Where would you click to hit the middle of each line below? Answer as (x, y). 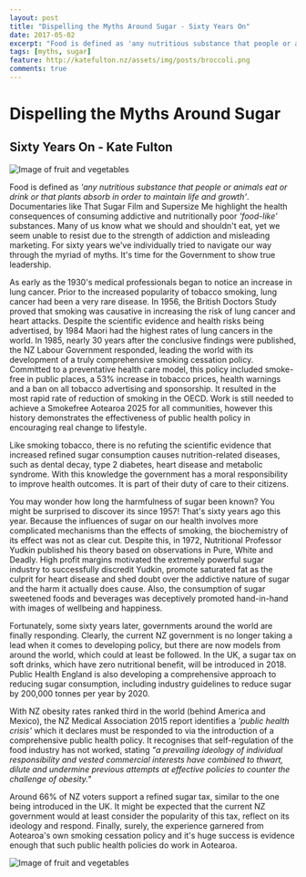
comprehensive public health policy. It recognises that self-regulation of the (152, 740)
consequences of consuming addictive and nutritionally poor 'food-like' (143, 216)
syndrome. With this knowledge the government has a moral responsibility (149, 474)
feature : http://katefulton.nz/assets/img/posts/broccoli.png (130, 60)
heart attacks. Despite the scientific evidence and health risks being (137, 321)
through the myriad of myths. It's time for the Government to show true (143, 254)
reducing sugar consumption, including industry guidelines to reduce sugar (151, 684)
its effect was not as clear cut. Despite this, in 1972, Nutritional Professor (146, 540)
